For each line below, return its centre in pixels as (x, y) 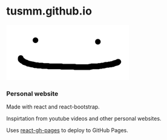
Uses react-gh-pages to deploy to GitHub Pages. (67, 130)
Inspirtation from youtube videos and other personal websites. (84, 119)
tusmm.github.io (49, 11)
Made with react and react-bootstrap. (53, 107)
